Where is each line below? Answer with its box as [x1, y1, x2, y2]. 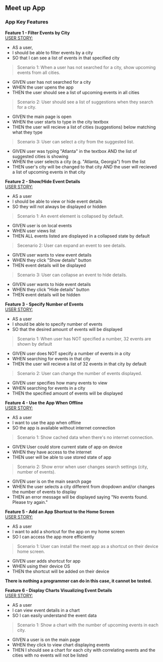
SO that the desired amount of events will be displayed [12, 326, 123, 332]
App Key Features [5, 19, 48, 25]
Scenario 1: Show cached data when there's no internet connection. [17, 434, 154, 440]
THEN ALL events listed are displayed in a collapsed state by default [12, 233, 150, 239]
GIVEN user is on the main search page [12, 478, 92, 484]
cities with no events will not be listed [12, 652, 88, 658]
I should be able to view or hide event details [12, 198, 103, 204]
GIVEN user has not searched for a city [12, 79, 92, 85]
